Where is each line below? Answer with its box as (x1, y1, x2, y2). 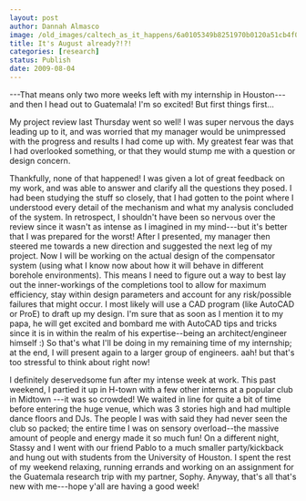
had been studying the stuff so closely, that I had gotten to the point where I (9, 192, 294, 203)
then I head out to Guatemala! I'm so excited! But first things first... (25, 98, 275, 109)
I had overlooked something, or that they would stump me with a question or (9, 145, 296, 156)
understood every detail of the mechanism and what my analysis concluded (9, 201, 294, 212)
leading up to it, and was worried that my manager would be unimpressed (9, 126, 286, 137)
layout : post (9, 13, 59, 23)
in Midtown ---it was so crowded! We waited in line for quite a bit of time (9, 394, 282, 404)
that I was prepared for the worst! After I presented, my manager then (9, 230, 270, 241)
